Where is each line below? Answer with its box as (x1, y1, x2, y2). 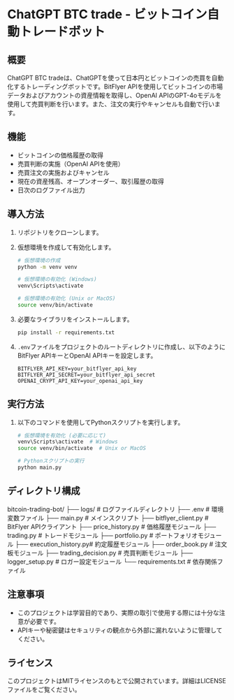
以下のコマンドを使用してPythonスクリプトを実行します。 (17, 418, 184, 426)
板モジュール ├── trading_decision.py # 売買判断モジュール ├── (7, 548, 193, 557)
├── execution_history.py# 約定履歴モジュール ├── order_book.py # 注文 (15, 539, 228, 548)
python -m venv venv (17, 263, 78, 270)
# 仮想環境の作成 (17, 256, 61, 264)
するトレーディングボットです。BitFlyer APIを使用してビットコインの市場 (13, 82, 224, 91)
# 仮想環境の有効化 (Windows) (17, 276, 97, 283)
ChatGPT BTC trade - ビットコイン (7, 6, 207, 22)
